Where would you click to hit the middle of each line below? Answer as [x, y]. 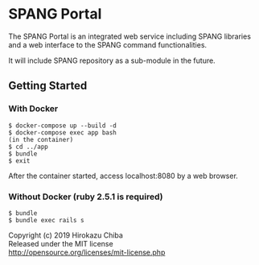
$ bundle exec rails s [46, 220]
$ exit [19, 161]
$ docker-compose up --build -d [62, 126]
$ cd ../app [28, 147]
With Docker [33, 109]
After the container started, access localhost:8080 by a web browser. [123, 176]
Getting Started [48, 86]
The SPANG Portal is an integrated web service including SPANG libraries [130, 36]
